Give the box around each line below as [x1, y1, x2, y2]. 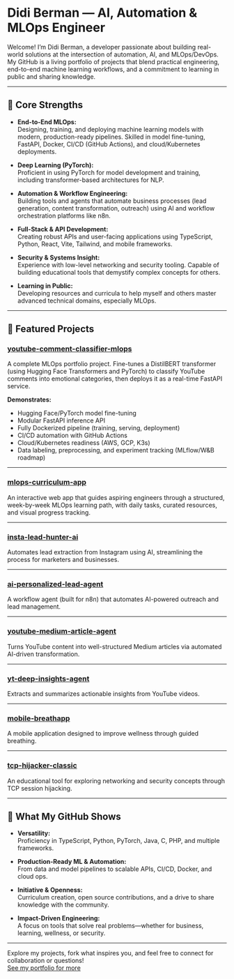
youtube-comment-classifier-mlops [7, 344, 132, 354]
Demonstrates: [7, 395, 52, 404]
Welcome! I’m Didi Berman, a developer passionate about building [7, 43, 196, 51]
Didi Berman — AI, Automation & [7, 5, 198, 21]
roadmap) [17, 453, 46, 462]
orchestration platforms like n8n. [17, 211, 111, 220]
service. [7, 382, 31, 390]
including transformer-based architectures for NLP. [17, 176, 165, 184]
